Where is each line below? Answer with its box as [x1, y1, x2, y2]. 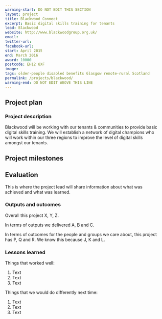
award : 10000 [5, 57, 32, 62]
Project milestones [5, 154, 64, 162]
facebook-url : [5, 44, 34, 49]
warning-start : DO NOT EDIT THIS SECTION [5, 7, 91, 12]
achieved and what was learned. [5, 189, 71, 195]
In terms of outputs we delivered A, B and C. [5, 222, 94, 228]
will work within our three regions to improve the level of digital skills [5, 134, 143, 140]
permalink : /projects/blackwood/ [5, 76, 73, 80]
